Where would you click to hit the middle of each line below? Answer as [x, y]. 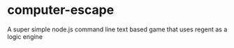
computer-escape [61, 10]
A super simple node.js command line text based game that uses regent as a [117, 29]
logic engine [25, 36]
